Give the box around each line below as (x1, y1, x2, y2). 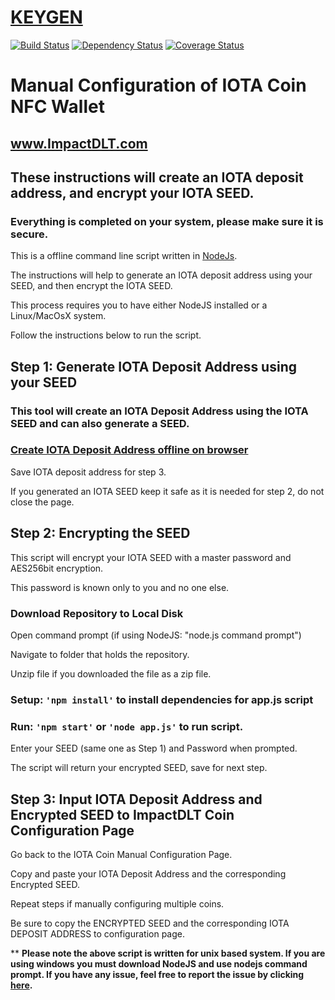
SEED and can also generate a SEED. (10, 416, 190, 430)
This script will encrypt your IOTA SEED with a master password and (10, 551, 292, 563)
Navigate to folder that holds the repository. (10, 648, 190, 660)
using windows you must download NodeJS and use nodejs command (10, 957, 308, 970)
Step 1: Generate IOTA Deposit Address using (10, 358, 297, 375)
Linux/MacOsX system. (10, 310, 107, 322)
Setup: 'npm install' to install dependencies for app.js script (10, 692, 314, 706)
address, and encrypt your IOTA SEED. (10, 184, 255, 201)
